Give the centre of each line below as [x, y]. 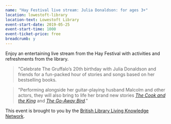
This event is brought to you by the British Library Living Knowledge [77, 111]
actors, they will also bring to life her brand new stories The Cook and [92, 95]
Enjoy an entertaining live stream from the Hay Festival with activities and [83, 53]
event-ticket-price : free [33, 34]
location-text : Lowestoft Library [42, 20]
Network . [15, 116]
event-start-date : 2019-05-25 [38, 24]
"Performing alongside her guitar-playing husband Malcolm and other [91, 90]
